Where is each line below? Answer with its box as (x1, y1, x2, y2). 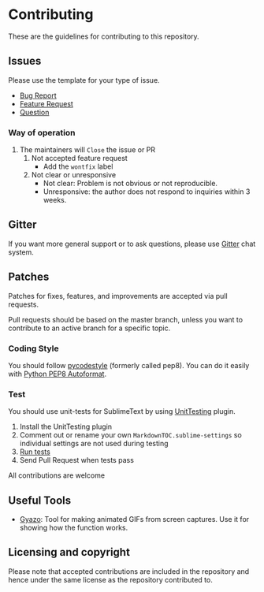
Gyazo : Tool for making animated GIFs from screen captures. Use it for (19, 515, 250, 524)
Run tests (19, 447, 51, 456)
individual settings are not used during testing (19, 439, 169, 449)
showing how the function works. (19, 523, 128, 533)
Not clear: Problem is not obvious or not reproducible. (43, 179, 218, 188)
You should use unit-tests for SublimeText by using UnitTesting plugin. (8, 407, 236, 416)
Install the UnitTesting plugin (19, 422, 113, 431)
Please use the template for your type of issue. (8, 75, 160, 84)
